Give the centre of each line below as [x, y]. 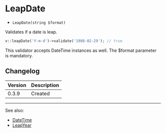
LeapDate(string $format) [39, 23]
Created [41, 93]
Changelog [22, 71]
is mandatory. [19, 55]
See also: [15, 110]
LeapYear [22, 125]
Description [45, 85]
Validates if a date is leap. [31, 32]
